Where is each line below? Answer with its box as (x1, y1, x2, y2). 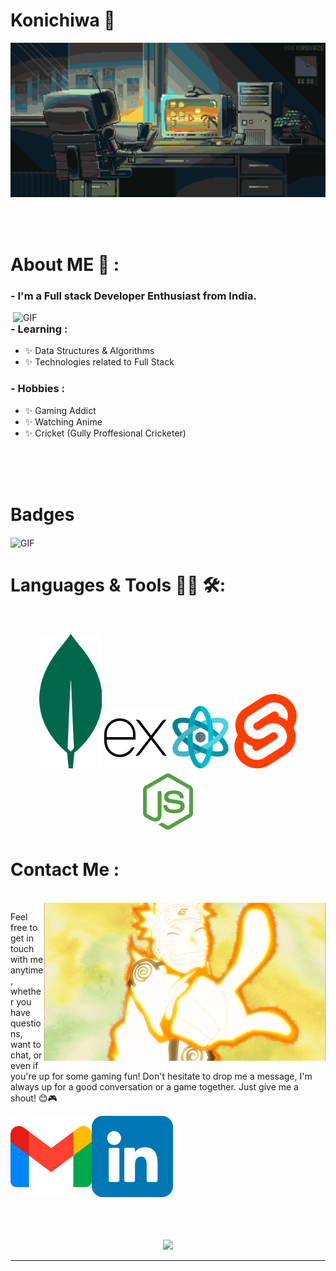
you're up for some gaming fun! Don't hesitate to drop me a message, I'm (10, 1070, 313, 1083)
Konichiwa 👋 (10, 9, 116, 32)
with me (10, 954, 44, 966)
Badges (10, 503, 75, 526)
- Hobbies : (10, 382, 66, 396)
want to (10, 1039, 42, 1051)
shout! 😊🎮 (10, 1092, 58, 1104)
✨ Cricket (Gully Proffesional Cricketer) (24, 427, 187, 439)
